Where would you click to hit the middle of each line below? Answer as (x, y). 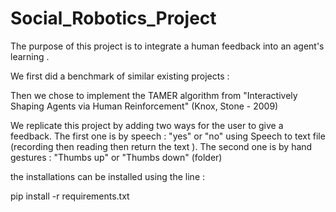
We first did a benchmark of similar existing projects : (120, 76)
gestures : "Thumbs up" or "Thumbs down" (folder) (116, 157)
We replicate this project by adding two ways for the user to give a (147, 125)
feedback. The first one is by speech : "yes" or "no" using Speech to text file (168, 136)
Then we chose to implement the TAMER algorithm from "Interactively (154, 95)
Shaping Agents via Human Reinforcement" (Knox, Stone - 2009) (144, 106)
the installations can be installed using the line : (108, 176)
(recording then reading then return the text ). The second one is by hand (161, 146)
